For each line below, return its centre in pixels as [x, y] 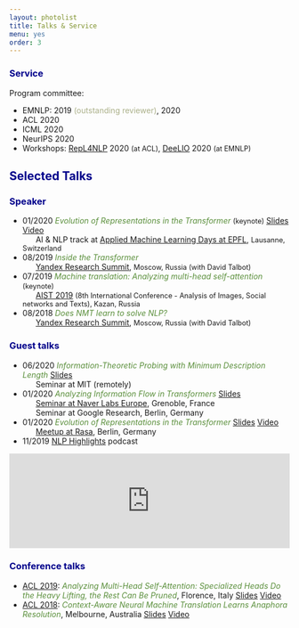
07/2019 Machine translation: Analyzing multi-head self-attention [142, 276]
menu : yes [28, 34]
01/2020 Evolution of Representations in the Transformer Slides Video [150, 422]
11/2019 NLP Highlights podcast [80, 441]
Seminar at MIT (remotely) [83, 384]
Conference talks [48, 567]
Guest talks [34, 346]
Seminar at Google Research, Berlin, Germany [120, 412]
